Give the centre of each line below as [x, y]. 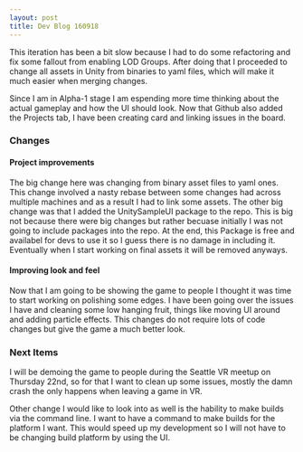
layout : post [34, 18]
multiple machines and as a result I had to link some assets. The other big [146, 202]
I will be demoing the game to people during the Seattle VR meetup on [140, 372]
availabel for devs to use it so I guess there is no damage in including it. [142, 240]
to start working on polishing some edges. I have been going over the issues [151, 300]
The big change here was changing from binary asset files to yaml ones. [144, 183]
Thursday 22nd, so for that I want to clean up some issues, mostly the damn [151, 381]
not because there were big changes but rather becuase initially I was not [146, 221]
